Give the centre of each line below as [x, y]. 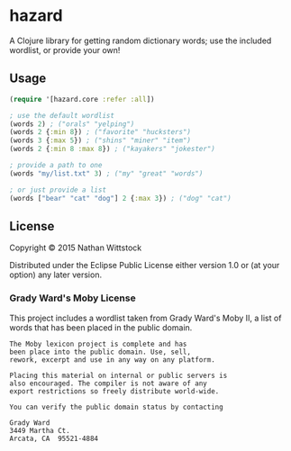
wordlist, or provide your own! [65, 50]
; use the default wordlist [62, 115]
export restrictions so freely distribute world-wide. [114, 391]
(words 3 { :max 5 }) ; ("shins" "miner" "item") [100, 140]
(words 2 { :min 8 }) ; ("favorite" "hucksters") [100, 132]
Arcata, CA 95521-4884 [54, 438]
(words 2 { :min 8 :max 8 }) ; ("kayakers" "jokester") [113, 149]
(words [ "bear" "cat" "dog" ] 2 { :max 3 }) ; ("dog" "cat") [120, 198]
